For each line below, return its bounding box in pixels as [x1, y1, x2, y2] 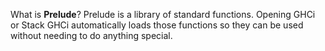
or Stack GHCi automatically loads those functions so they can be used [10, 19, 304, 31]
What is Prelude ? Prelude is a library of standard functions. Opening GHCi [10, 9, 316, 20]
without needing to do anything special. [10, 30, 173, 41]
